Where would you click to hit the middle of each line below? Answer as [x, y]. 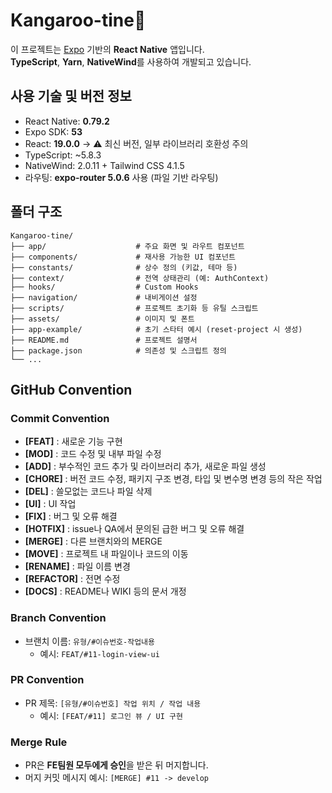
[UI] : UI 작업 [50, 504]
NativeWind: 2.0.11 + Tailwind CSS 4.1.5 [104, 165]
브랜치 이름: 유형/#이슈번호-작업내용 [89, 641]
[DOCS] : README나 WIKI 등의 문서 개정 [105, 591]
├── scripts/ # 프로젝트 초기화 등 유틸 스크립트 [134, 308]
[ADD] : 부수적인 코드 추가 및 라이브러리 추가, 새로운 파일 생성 [145, 466]
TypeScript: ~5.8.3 [63, 155]
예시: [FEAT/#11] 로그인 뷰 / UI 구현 [111, 715]
